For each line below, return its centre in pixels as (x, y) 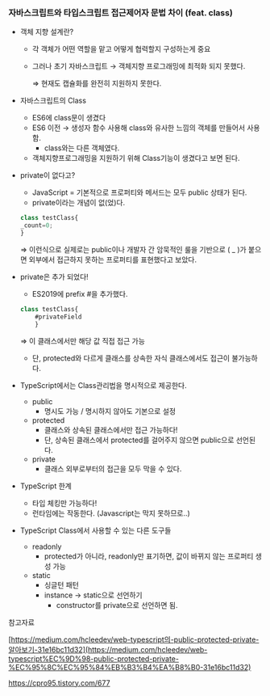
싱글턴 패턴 (61, 584)
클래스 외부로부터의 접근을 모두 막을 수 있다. (113, 468)
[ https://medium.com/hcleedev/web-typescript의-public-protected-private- (134, 639)
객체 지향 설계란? (47, 32)
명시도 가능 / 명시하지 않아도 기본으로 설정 (110, 411)
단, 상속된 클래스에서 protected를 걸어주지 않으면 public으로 (139, 440)
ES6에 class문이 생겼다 (69, 118)
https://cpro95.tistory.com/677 (59, 683)
